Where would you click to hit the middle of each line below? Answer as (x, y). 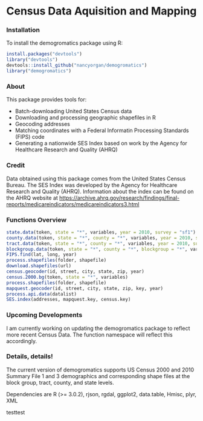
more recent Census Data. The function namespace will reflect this (90, 334)
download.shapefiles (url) (39, 266)
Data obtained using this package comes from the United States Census (96, 179)
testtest (16, 412)
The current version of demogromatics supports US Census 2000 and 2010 (100, 370)
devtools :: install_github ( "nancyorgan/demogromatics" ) (77, 65)
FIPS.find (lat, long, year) (42, 255)
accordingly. (22, 341)
